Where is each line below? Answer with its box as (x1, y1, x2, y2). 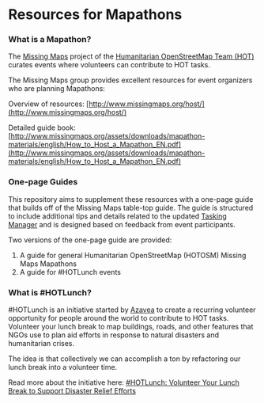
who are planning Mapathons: (8, 84, 105, 93)
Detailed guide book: (8, 123, 77, 132)
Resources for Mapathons (8, 6, 183, 24)
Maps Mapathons (19, 259, 77, 268)
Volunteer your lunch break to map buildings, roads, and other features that (8, 322, 254, 332)
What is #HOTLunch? (8, 287, 92, 298)
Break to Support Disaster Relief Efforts (8, 386, 137, 396)
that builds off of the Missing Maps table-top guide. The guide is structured (8, 203, 254, 212)
